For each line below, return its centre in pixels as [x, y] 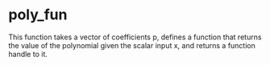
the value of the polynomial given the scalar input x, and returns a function [132, 45]
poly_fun [38, 15]
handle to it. [28, 54]
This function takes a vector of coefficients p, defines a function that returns [135, 37]
